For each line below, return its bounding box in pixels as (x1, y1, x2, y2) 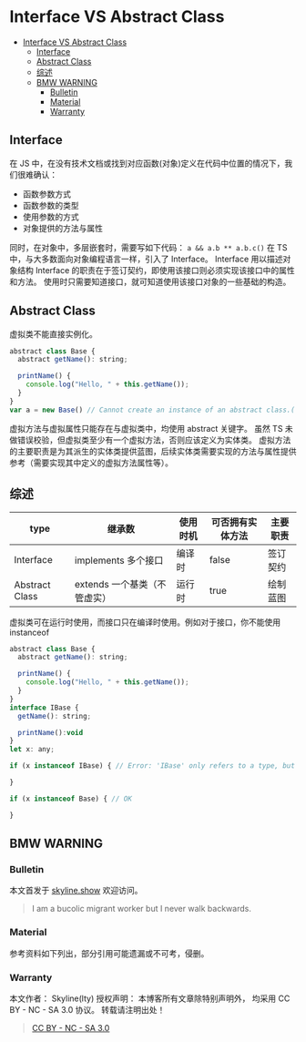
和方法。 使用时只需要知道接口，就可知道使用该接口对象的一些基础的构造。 (9, 276, 291, 287)
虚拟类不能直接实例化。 (9, 328, 97, 339)
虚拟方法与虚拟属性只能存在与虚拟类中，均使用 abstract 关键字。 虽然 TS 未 (9, 423, 293, 434)
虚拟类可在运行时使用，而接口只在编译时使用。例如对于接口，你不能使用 (9, 617, 280, 628)
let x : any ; (9, 745, 55, 754)
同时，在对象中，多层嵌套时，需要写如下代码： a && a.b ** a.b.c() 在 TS (9, 241, 288, 252)
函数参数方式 (22, 189, 71, 199)
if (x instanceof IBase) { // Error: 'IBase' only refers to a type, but (9, 761, 296, 771)
